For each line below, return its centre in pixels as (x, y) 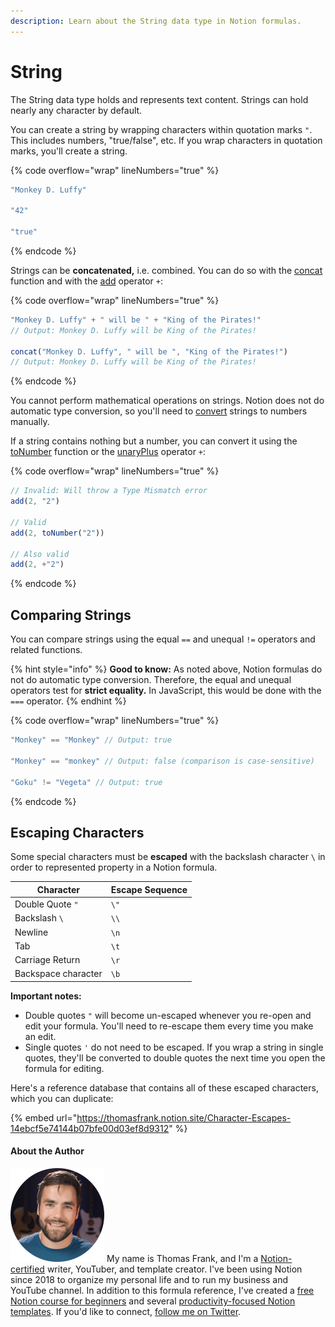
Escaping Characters (77, 832)
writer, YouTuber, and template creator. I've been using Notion (174, 1269)
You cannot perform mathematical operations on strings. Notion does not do (167, 401)
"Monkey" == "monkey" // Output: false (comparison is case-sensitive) (162, 761)
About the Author (47, 1151)
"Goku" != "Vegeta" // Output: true (86, 782)
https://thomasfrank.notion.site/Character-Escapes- (184, 1117)
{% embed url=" (44, 1117)
